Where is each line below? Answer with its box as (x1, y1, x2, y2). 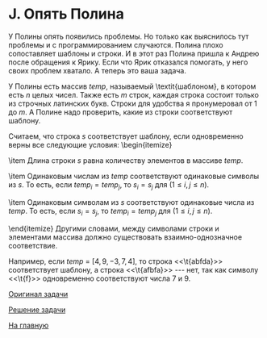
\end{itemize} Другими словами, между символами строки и (8, 223, 219, 233)
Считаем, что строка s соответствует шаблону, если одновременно (8, 131, 244, 141)
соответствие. (8, 240, 58, 250)
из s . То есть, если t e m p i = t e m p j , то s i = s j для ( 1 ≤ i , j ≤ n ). (8, 179, 210, 191)
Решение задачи (8, 304, 66, 315)
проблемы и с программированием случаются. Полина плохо (8, 40, 223, 49)
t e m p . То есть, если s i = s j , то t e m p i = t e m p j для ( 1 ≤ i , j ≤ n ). (8, 206, 213, 218)
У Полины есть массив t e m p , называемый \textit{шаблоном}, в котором (8, 81, 257, 91)
